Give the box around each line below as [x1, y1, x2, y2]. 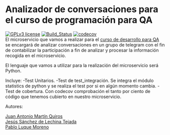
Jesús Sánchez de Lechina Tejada [5, 118, 77, 124]
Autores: [5, 103, 23, 109]
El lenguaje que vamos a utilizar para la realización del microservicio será [5, 62, 159, 68]
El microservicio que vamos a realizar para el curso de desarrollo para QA [5, 36, 159, 42]
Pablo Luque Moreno [5, 124, 49, 130]
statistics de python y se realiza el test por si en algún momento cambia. [5, 82, 156, 89]
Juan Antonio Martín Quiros [5, 113, 63, 119]
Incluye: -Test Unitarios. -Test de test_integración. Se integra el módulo [5, 77, 154, 83]
